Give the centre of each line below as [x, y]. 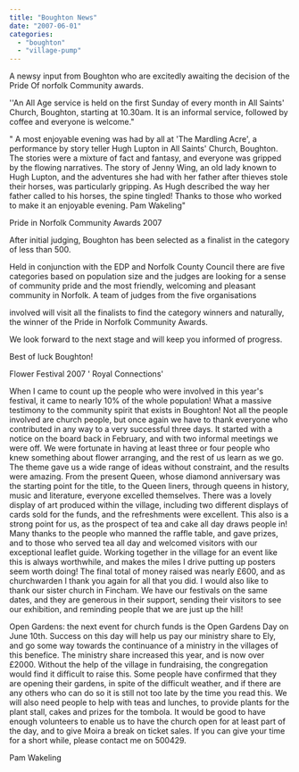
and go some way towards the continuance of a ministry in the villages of [144, 646]
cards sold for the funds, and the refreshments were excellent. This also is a [149, 515]
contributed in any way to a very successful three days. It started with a [141, 429]
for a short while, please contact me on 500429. [98, 741]
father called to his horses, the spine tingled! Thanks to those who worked [145, 196]
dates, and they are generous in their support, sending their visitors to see [145, 600]
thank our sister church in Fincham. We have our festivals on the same [138, 591]
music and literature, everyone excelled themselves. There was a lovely [141, 495]
